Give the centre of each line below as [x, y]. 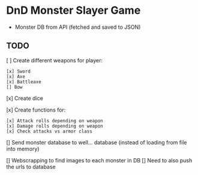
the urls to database [31, 167]
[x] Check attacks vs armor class [49, 131]
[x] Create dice [25, 98]
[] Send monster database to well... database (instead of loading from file [97, 142]
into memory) [23, 149]
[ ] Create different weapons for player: [55, 60]
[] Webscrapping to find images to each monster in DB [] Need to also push [99, 160]
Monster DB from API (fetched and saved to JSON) [78, 27]
